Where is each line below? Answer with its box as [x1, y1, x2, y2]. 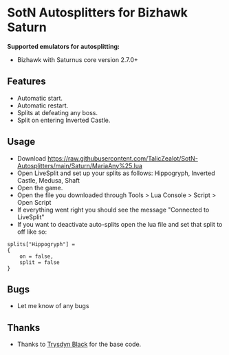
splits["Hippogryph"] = [7, 241, 76, 247]
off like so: [17, 227, 47, 236]
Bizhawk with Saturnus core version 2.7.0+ [17, 55, 139, 63]
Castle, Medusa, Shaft [17, 176, 80, 184]
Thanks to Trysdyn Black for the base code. [17, 340, 142, 349]
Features [7, 76, 46, 88]
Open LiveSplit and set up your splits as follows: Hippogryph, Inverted [17, 169, 215, 177]
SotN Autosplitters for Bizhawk [7, 5, 188, 21]
